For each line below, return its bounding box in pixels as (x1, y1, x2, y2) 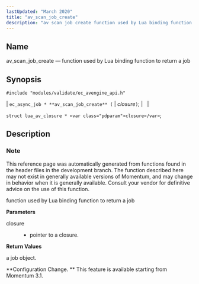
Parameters (6, 208, 36, 215)
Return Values (6, 243, 42, 250)
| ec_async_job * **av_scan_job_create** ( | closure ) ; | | (6, 101, 149, 107)
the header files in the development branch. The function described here (6, 166, 184, 173)
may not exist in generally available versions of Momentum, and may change (6, 173, 193, 180)
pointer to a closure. (29, 231, 79, 238)
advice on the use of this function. (6, 185, 90, 192)
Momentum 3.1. (6, 272, 43, 279)
